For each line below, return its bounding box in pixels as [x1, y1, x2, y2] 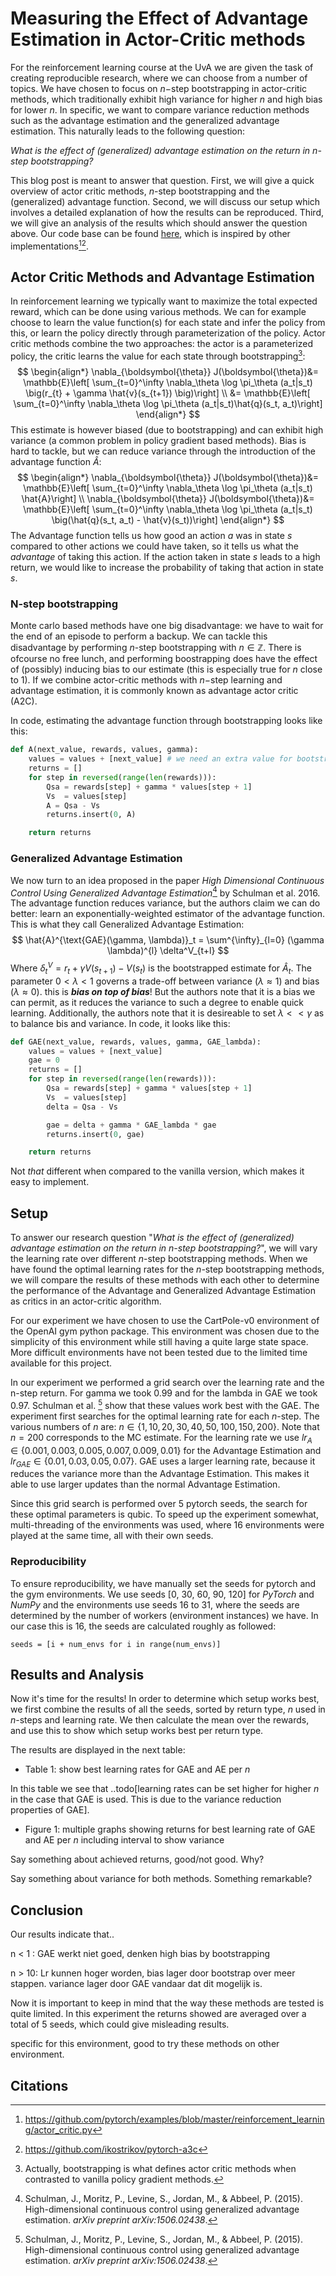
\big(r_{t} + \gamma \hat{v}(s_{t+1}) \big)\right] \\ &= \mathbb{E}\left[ [25, 387, 311, 399]
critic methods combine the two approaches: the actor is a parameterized [10, 338, 313, 350]
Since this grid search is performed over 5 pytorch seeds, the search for [10, 1498, 308, 1510]
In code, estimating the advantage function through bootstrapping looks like [10, 715, 323, 727]
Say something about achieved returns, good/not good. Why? [10, 1853, 265, 1866]
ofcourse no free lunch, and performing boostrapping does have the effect [10, 653, 318, 665]
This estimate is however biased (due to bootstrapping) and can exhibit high [10, 424, 324, 436]
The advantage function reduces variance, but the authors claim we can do [10, 897, 321, 909]
